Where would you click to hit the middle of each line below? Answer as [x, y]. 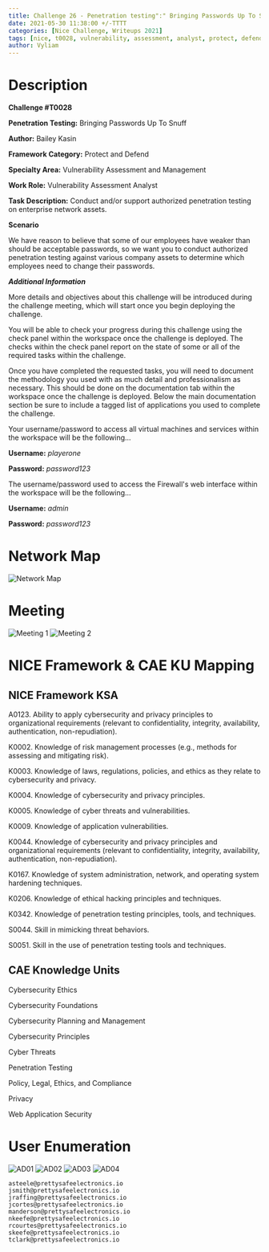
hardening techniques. [45, 883]
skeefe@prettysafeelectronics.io [64, 1233]
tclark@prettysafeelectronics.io [64, 1240]
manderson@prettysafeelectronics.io [69, 1211]
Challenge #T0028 [40, 108]
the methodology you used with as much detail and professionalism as [124, 380]
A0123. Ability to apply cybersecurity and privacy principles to [111, 714]
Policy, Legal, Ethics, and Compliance [70, 1083]
